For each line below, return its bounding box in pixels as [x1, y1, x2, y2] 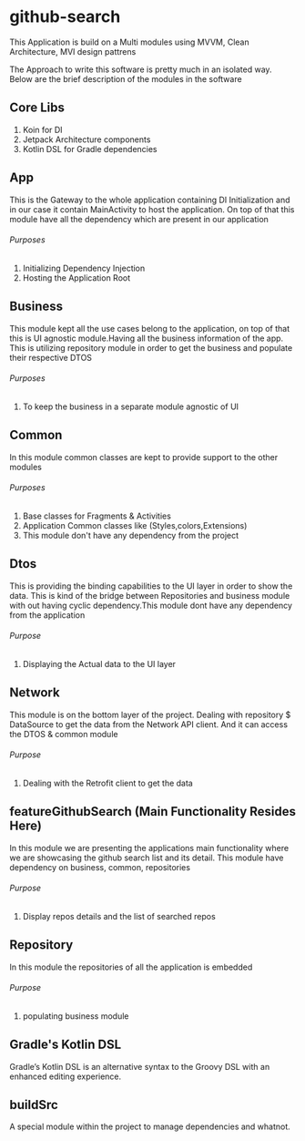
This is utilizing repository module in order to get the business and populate [9, 342, 293, 353]
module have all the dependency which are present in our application [9, 213, 269, 224]
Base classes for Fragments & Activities [22, 510, 171, 521]
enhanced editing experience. [9, 1071, 122, 1082]
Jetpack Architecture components [22, 134, 151, 145]
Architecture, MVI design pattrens [9, 46, 137, 57]
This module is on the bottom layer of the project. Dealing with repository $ [9, 709, 291, 720]
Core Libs [9, 100, 66, 116]
